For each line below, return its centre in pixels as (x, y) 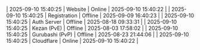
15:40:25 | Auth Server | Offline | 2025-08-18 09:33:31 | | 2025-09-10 (92, 22)
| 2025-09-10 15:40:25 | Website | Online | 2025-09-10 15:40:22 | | (88, 9)
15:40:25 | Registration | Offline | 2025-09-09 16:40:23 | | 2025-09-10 (108, 15)
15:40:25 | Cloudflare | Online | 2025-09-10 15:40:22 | (72, 41)
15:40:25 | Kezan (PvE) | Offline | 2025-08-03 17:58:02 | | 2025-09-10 (92, 28)
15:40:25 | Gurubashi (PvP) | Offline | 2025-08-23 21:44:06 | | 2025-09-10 (98, 35)
